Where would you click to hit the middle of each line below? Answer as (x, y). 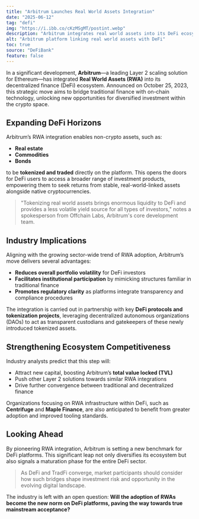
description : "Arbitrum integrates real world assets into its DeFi (92, 34)
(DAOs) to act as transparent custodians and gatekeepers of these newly (95, 322)
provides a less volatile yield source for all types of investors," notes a (106, 209)
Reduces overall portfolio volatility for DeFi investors (80, 273)
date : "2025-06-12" (30, 17)
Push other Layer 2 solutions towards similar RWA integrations (91, 379)
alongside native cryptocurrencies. (49, 192)
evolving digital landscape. (53, 485)
